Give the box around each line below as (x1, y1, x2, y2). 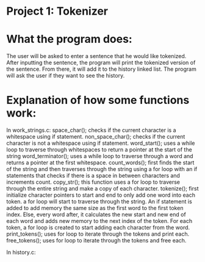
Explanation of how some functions (6, 93, 190, 107)
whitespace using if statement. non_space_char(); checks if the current (6, 133, 185, 140)
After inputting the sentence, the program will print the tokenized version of (6, 59, 196, 67)
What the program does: (6, 32, 132, 46)
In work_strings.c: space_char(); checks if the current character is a (6, 126, 176, 134)
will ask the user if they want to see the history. (6, 72, 125, 79)
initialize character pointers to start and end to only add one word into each (6, 191, 195, 199)
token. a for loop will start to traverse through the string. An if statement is (6, 198, 192, 205)
